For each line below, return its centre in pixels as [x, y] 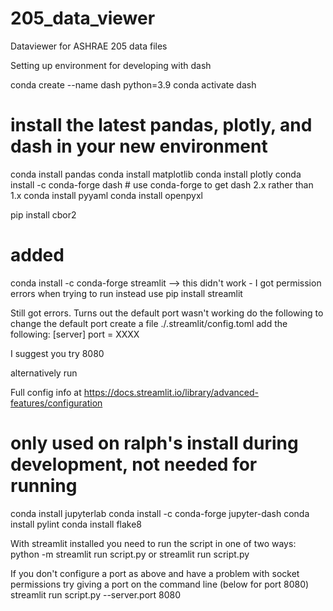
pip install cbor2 [43, 214]
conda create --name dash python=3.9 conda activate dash [133, 84]
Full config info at [46, 392]
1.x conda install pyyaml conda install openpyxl [106, 195]
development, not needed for [134, 464]
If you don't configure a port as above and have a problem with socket [155, 573]
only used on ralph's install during [154, 443]
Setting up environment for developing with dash [111, 65]
